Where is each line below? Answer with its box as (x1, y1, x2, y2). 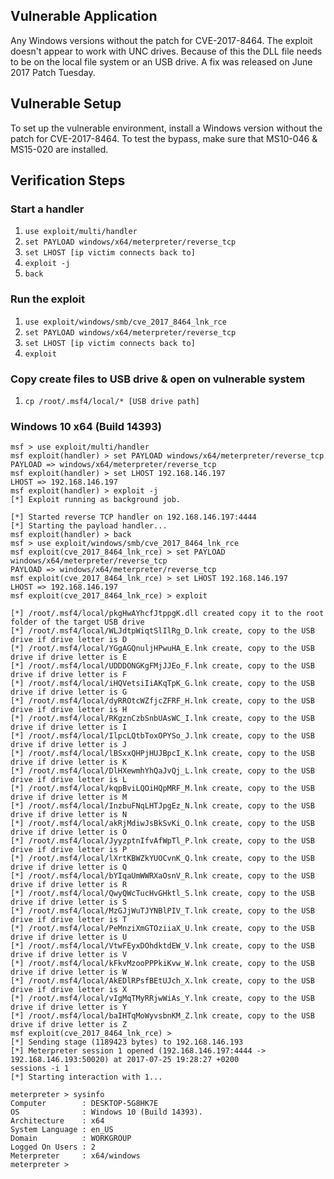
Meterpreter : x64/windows (10, 1151, 141, 1161)
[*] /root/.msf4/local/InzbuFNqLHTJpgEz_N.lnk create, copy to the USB (10, 801, 315, 811)
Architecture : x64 (10, 1116, 105, 1126)
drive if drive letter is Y (10, 1002, 128, 1013)
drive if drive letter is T (10, 915, 128, 925)
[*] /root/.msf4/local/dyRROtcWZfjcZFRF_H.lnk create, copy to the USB (10, 696, 315, 706)
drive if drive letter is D (10, 635, 128, 645)
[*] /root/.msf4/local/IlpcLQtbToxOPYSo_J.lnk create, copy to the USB (10, 731, 315, 741)
